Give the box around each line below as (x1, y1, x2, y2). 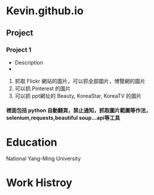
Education (6, 135, 57, 149)
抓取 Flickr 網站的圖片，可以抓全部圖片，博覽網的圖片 (14, 77, 146, 84)
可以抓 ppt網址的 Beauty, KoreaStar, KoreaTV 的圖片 (14, 92, 142, 99)
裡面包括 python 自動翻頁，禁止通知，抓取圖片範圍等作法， (6, 107, 152, 114)
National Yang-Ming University (6, 155, 81, 162)
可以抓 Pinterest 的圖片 (14, 85, 71, 92)
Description (14, 59, 43, 66)
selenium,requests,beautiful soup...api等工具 (6, 114, 120, 122)
